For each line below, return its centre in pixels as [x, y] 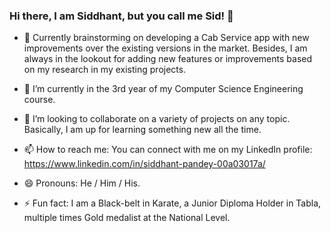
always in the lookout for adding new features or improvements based [168, 59]
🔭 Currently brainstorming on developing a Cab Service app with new [166, 38]
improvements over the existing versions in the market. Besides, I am [165, 48]
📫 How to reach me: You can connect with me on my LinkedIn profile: [168, 150]
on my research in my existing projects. [105, 70]
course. [39, 100]
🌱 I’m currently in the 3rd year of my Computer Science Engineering [163, 89]
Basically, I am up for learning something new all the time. [142, 130]
